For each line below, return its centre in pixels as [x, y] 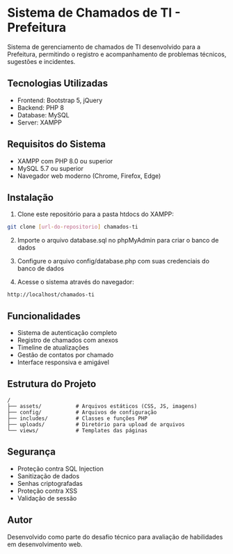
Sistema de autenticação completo [67, 333]
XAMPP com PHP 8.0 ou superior [65, 161]
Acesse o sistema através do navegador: [75, 282]
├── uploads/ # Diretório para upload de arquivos [96, 424]
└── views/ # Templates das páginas [78, 430]
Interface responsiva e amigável [63, 362]
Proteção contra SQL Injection [61, 469]
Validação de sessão [47, 498]
